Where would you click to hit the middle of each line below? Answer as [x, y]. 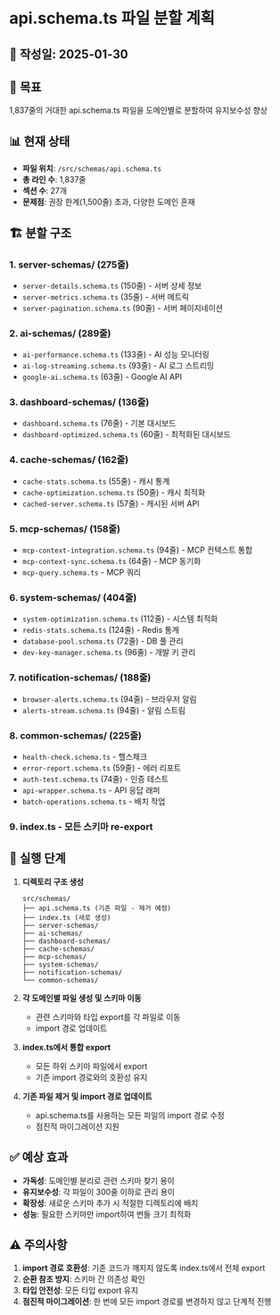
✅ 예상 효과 [39, 1157]
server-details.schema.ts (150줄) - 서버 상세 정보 [112, 285]
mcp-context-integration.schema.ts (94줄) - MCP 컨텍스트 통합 [137, 550]
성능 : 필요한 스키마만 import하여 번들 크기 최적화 [107, 1214]
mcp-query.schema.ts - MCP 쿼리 [81, 572]
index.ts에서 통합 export [66, 1047]
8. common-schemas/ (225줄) [76, 736]
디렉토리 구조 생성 [53, 881]
